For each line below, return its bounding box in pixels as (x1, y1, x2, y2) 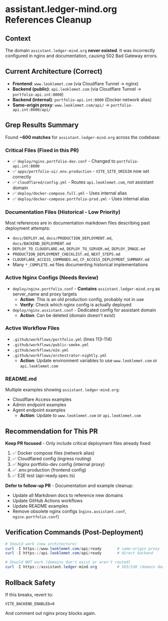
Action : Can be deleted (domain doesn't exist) (19, 312, 115, 318)
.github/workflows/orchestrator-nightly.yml (12, 353, 107, 358)
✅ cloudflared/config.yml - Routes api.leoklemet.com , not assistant (12, 179, 154, 185)
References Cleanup (5, 14, 92, 26)
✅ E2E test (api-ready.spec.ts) (12, 473, 75, 479)
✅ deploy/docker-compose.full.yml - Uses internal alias (12, 190, 127, 196)
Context (5, 34, 31, 43)
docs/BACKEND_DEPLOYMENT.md (12, 241, 71, 246)
